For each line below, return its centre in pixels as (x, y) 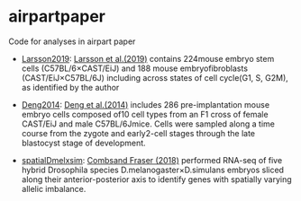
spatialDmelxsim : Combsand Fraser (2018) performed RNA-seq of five (152, 160)
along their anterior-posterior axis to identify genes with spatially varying (156, 179)
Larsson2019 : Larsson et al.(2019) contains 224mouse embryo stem (148, 58)
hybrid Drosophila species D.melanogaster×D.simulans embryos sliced (153, 170)
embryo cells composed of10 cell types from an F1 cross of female (145, 114)
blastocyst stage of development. (83, 143)
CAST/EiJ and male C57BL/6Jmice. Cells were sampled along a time (148, 124)
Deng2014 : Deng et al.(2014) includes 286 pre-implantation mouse (146, 104)
